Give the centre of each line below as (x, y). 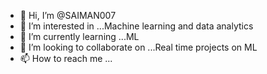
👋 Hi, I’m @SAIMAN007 (68, 15)
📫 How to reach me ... (66, 58)
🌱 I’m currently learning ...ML (79, 36)
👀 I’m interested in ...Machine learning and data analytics (136, 26)
